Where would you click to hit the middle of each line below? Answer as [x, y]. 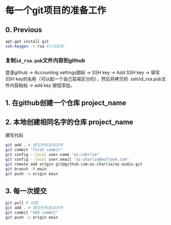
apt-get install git [27, 42]
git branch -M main [26, 169]
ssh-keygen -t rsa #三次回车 [35, 46]
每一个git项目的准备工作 [56, 11]
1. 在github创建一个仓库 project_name [66, 103]
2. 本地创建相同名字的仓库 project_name [69, 122]
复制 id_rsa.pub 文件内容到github [45, 60]
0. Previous [24, 29]
